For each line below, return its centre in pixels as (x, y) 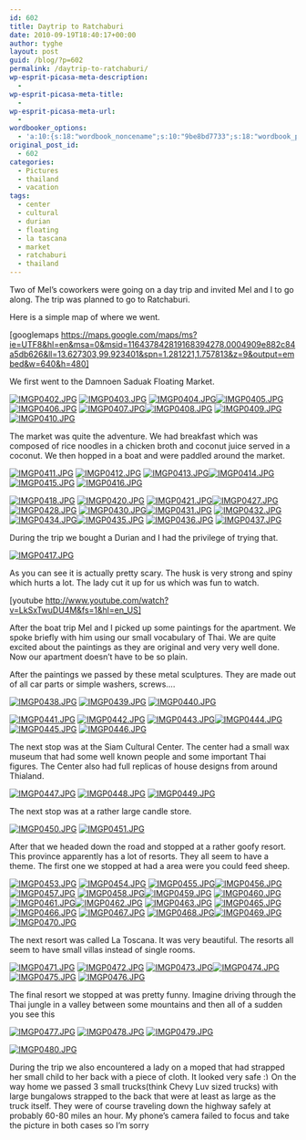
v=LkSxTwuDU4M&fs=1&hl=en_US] (75, 610)
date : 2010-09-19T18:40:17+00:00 (73, 35)
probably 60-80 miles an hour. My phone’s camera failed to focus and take (149, 1115)
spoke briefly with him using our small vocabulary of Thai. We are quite (143, 637)
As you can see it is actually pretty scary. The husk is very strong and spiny (151, 573)
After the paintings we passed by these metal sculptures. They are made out (153, 674)
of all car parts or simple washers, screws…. (92, 684)
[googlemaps (34, 335)
